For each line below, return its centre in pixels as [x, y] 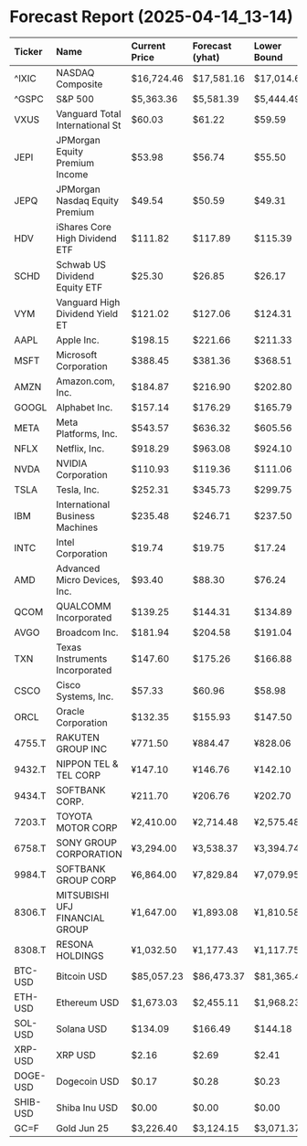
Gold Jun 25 [83, 1128]
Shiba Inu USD [87, 1108]
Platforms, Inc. [87, 433]
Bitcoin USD [82, 976]
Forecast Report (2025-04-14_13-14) [152, 17]
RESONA [75, 944]
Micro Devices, [88, 579]
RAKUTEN [78, 737]
